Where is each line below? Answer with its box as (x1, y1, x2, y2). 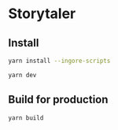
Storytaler (8, 5, 76, 23)
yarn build (8, 113, 44, 122)
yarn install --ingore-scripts (8, 57, 111, 65)
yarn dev (8, 71, 37, 79)
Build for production (8, 93, 109, 106)
